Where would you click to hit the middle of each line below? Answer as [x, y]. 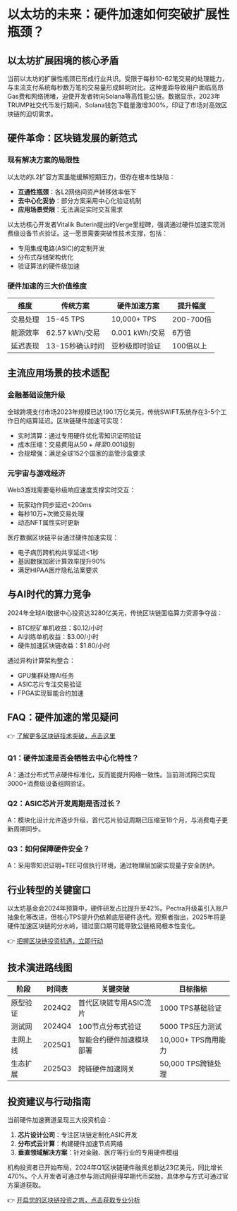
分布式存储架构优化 [45, 257]
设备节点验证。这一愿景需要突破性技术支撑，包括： [93, 233]
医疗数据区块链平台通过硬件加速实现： [63, 537]
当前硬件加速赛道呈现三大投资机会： [60, 1119]
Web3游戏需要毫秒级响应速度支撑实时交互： [72, 489]
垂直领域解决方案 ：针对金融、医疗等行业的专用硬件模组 [98, 1152]
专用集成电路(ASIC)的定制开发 [61, 248]
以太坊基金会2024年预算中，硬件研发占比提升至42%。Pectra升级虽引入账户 [118, 908]
